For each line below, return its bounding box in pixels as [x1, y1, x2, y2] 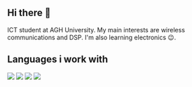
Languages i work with [7, 53, 109, 65]
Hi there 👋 [7, 7, 51, 19]
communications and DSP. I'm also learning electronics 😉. [7, 33, 177, 41]
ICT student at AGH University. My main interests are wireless [7, 25, 186, 34]
